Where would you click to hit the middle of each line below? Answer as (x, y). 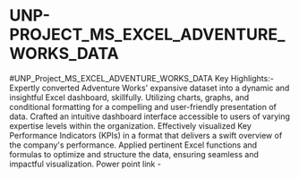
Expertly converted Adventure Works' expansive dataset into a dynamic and (149, 88)
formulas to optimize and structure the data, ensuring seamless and (134, 154)
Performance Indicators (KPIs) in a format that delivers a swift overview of (146, 135)
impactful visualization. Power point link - (85, 164)
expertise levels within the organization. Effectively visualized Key (131, 125)
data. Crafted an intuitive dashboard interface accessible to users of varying (150, 116)
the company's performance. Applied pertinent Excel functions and (133, 145)
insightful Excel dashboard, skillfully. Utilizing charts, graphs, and (129, 97)
